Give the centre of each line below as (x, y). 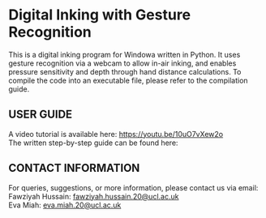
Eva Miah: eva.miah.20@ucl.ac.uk (65, 205)
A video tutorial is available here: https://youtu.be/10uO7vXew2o (116, 134)
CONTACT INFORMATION (74, 168)
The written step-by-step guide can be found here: (93, 143)
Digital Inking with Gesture (100, 15)
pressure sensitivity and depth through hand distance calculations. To (125, 71)
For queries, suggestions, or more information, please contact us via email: (133, 187)
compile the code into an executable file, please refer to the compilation (129, 80)
